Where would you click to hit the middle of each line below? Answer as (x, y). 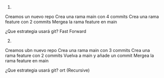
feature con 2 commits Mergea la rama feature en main (61, 22)
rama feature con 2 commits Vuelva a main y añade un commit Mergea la (80, 55)
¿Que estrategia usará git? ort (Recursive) (47, 70)
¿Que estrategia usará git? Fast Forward (46, 31)
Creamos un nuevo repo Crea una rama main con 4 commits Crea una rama (82, 16)
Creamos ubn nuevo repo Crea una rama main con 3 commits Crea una (78, 50)
